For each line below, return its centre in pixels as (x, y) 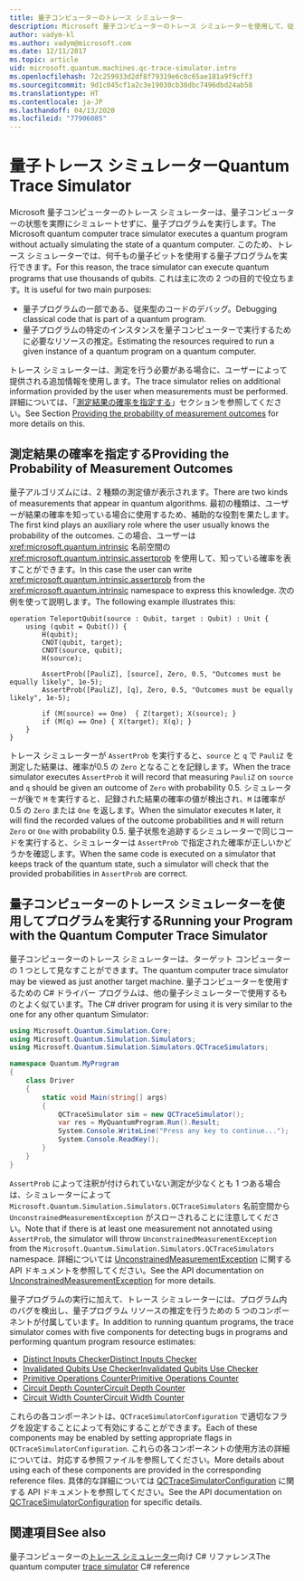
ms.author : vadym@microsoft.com (70, 43)
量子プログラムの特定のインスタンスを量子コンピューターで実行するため (157, 330)
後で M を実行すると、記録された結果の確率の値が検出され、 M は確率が (155, 799)
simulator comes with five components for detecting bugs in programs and (148, 1331)
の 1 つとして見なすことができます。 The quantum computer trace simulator (149, 970)
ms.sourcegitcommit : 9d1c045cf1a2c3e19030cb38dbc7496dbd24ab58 (131, 85)
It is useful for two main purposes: (88, 289)
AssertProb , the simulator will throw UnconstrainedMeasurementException (143, 1238)
